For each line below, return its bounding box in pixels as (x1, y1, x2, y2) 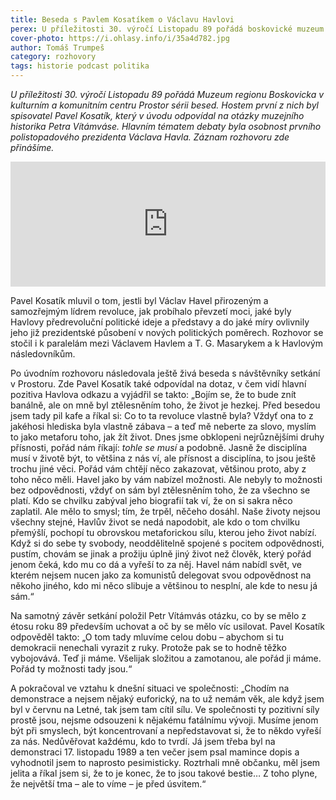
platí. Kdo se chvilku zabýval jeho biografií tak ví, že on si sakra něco (10, 495, 293, 506)
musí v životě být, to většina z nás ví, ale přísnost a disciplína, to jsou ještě (10, 452, 317, 464)
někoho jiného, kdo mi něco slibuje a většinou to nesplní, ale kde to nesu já (10, 580, 318, 591)
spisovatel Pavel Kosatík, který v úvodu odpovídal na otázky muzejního (10, 110, 305, 121)
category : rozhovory (10, 52, 97, 62)
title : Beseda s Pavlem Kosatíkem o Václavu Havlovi (10, 14, 235, 25)
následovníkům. (10, 348, 76, 360)
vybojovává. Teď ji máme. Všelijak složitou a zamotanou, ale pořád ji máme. (10, 652, 322, 664)
